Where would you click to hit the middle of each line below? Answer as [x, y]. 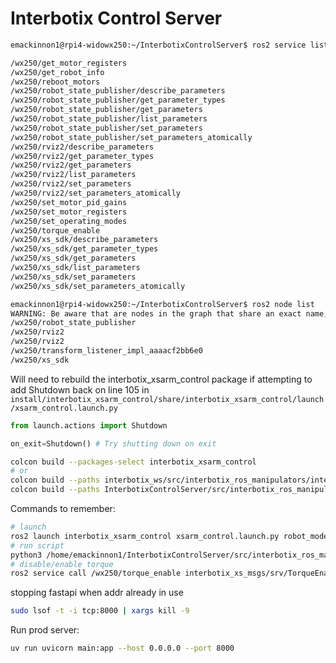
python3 [26, 555]
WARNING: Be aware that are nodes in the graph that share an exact [156, 313]
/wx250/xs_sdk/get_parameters [73, 258]
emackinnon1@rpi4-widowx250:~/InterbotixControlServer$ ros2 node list [162, 304]
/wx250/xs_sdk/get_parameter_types [84, 249]
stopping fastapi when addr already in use [97, 593]
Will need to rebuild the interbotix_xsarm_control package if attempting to [161, 379]
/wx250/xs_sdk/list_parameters [75, 268]
